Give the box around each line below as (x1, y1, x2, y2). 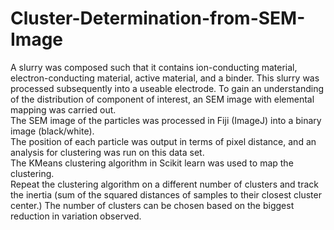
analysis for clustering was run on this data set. (10, 146, 205, 158)
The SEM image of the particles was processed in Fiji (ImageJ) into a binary (10, 114, 322, 126)
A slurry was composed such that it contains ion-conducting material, (10, 61, 298, 73)
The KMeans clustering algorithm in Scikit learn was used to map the (10, 157, 294, 169)
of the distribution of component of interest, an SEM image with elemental (10, 93, 315, 105)
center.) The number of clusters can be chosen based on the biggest (10, 199, 295, 211)
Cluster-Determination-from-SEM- (10, 7, 306, 30)
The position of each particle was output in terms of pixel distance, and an (10, 135, 317, 147)
